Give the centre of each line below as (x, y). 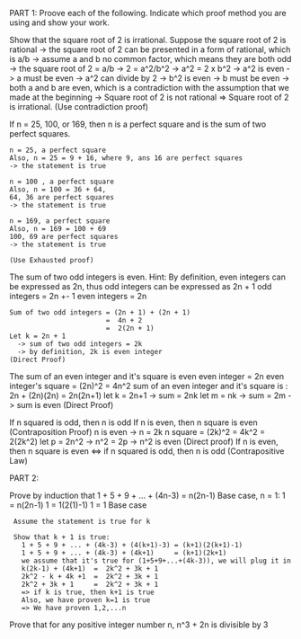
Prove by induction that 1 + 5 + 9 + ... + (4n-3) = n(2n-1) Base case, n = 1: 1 (147, 495)
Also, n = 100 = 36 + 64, (58, 190)
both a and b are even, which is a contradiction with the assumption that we (149, 88)
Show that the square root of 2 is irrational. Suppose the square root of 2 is (148, 40)
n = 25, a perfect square (58, 150)
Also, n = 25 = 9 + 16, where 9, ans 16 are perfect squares (126, 158)
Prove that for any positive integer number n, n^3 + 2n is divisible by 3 (139, 625)
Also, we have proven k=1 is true (86, 600)
